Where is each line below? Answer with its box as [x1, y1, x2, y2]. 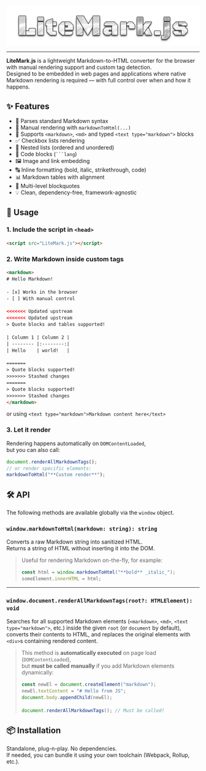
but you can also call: [6, 446, 60, 453]
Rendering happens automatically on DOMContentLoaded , [6, 440, 146, 447]
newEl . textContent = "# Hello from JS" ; [21, 688, 126, 694]
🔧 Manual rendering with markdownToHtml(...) [15, 124, 131, 132]
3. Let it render [6, 425, 51, 434]
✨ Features [6, 101, 50, 111]
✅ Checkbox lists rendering [15, 137, 85, 144]
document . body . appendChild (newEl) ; [21, 695, 113, 701]
